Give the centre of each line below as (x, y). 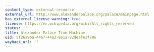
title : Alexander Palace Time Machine (45, 33)
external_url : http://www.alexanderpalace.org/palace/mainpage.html (77, 14)
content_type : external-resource (40, 10)
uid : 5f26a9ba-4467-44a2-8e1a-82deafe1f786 (51, 38)
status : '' (16, 28)
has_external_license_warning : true (43, 19)
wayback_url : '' (22, 42)
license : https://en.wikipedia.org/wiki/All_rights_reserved (70, 24)
